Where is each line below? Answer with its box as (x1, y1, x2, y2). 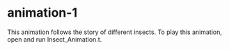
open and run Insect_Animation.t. (7, 35, 102, 43)
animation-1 (7, 5, 78, 21)
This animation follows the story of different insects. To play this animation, (7, 28, 223, 36)
